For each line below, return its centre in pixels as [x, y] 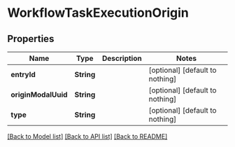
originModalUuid [39, 94]
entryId [23, 75]
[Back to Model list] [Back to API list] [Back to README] [87, 136]
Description [122, 58]
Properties [31, 39]
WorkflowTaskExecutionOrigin [98, 13]
